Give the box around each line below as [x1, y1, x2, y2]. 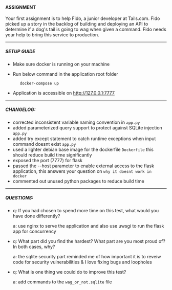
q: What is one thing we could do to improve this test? [12, 269, 126, 275]
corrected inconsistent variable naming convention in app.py [12, 119, 140, 125]
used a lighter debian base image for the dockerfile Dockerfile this [12, 146, 154, 153]
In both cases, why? [12, 243, 55, 250]
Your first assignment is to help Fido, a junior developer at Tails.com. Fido [5, 15, 160, 21]
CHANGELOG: [5, 106, 36, 113]
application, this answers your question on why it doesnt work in [12, 168, 152, 174]
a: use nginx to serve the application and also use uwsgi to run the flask [12, 223, 164, 229]
